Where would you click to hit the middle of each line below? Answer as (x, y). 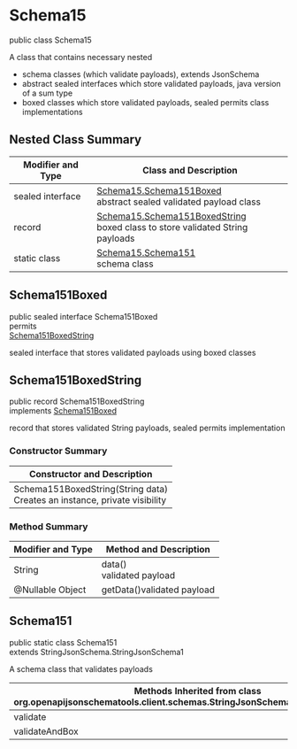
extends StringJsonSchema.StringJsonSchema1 (96, 652)
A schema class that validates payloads (81, 668)
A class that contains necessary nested (81, 57)
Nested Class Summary (76, 139)
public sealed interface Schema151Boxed (84, 316)
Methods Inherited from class (198, 691)
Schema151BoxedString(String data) (91, 489)
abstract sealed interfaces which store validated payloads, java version (151, 83)
